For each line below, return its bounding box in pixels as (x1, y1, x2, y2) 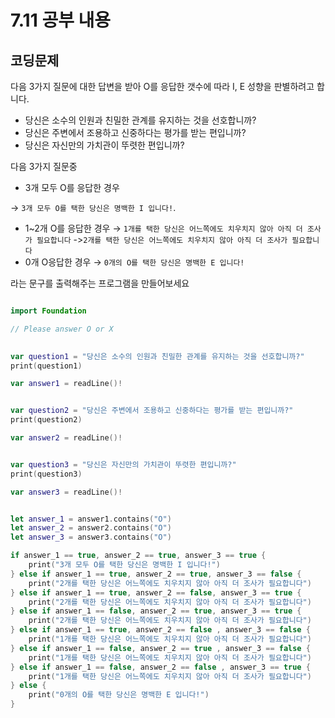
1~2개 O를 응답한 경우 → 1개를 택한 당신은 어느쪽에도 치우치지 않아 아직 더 (24, 222, 303, 234)
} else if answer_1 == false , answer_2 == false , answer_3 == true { (10, 662, 311, 672)
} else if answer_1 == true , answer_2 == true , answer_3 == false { (10, 569, 302, 579)
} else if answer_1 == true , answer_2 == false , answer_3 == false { (10, 625, 311, 635)
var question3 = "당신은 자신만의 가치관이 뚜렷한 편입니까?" (10, 459, 237, 470)
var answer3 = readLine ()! (10, 487, 123, 497)
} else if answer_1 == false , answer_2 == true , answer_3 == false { (10, 643, 311, 653)
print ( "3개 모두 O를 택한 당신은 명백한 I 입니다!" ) (28, 560, 221, 570)
